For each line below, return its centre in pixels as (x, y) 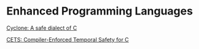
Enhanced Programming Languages (100, 11)
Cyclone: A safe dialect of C (42, 28)
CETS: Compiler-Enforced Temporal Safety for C (68, 39)
